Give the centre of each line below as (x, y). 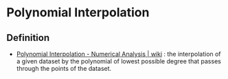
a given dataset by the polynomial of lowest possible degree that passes (118, 61)
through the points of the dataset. (64, 68)
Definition (28, 38)
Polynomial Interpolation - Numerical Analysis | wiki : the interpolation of (118, 54)
